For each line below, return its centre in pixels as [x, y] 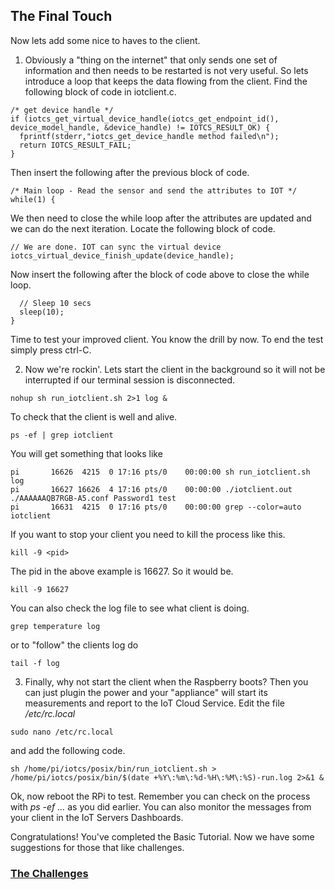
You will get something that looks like [86, 453]
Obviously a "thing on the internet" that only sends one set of [151, 60]
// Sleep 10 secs [55, 303]
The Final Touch [61, 16]
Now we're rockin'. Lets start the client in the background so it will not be [175, 369]
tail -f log [35, 663]
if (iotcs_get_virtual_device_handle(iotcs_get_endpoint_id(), [145, 119]
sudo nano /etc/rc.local [62, 732]
